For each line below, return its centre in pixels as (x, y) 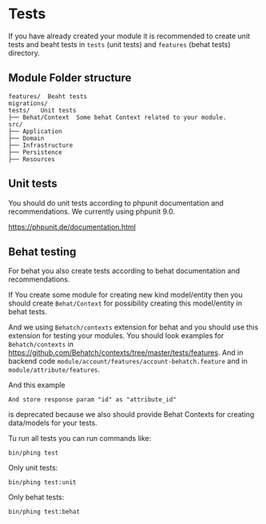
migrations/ (28, 103)
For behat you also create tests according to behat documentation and (124, 271)
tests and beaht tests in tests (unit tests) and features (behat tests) (119, 44)
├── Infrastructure (41, 145)
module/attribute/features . (54, 370)
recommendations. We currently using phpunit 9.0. (92, 211)
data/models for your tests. (53, 423)
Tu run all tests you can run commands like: (80, 439)
